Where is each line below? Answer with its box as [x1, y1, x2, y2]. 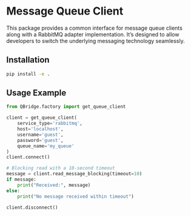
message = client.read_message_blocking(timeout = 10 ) [6, 171, 142, 177]
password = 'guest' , [17, 137, 64, 143]
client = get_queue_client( [6, 115, 78, 121]
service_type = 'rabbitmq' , [17, 120, 83, 127]
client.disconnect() [6, 204, 59, 211]
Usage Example [6, 88, 67, 98]
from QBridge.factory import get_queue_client [6, 104, 126, 110]
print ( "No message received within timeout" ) [17, 193, 135, 200]
